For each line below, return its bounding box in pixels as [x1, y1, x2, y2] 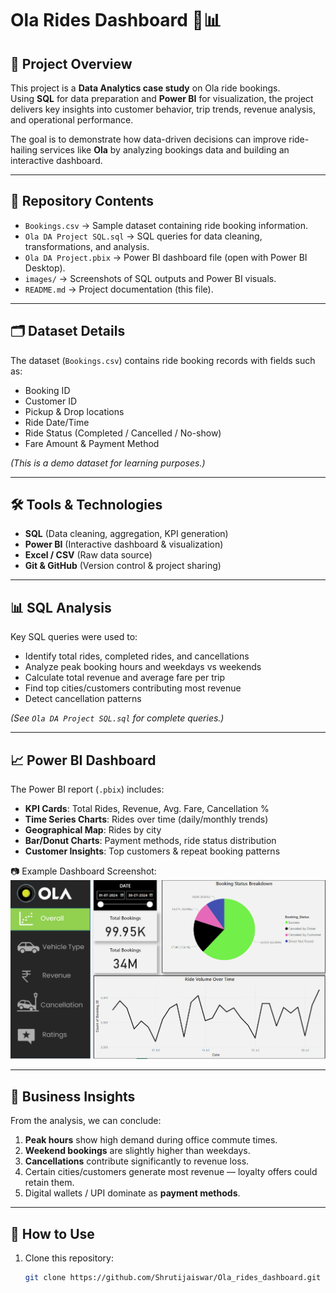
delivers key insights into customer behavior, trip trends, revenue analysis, [10, 103, 317, 115]
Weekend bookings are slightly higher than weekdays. [24, 1145, 251, 1157]
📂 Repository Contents [10, 193, 155, 210]
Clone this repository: [24, 1252, 114, 1264]
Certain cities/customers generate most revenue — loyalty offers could [24, 1166, 318, 1178]
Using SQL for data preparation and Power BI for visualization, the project [10, 93, 314, 104]
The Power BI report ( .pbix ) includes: [10, 783, 165, 796]
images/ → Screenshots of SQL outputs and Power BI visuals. [24, 272, 277, 284]
